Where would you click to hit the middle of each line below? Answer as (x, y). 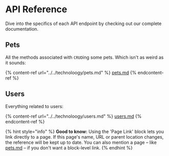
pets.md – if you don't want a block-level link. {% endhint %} (69, 148)
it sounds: (16, 63)
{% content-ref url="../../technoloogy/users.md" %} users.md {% (74, 116)
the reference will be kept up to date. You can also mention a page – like (81, 142)
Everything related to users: (34, 106)
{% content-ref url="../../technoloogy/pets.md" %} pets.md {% (71, 72)
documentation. (22, 29)
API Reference (36, 9)
